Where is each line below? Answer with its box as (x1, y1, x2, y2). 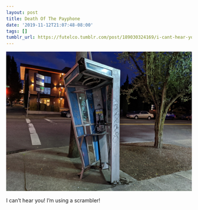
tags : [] (6, 28, 28, 34)
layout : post (6, 9, 38, 15)
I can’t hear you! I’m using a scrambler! (6, 197, 101, 204)
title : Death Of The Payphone (6, 15, 81, 22)
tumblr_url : (6, 34, 35, 41)
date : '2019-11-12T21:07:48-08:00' (6, 22, 94, 28)
